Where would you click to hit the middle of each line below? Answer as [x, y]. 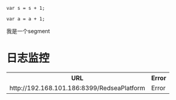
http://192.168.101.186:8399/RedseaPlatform [77, 88]
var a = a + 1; [26, 19]
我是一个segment [28, 31]
